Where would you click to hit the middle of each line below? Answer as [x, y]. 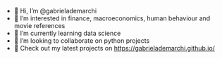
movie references [39, 26]
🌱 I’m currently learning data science [67, 33]
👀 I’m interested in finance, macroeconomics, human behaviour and [112, 18]
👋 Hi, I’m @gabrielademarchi [55, 11]
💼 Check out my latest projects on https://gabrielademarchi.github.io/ [114, 48]
